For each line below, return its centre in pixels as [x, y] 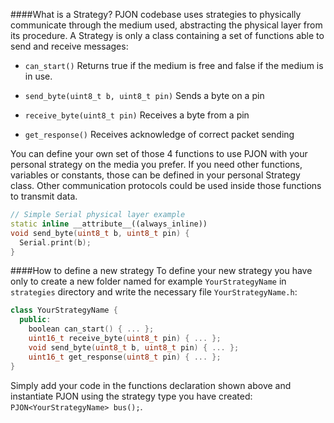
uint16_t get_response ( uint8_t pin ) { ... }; [125, 357]
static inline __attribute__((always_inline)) [109, 224]
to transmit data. [44, 196]
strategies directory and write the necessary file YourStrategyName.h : [154, 292]
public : [35, 320]
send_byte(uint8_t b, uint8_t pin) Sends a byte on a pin [144, 95]
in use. [38, 76]
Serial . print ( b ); [55, 242]
